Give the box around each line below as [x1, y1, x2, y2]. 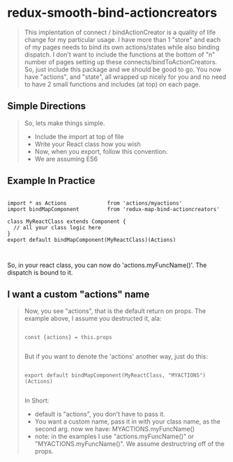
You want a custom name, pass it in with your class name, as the [34, 417, 221, 426]
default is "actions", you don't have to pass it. [34, 410, 165, 419]
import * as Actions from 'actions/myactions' [7, 199, 183, 207]
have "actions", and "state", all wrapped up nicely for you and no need [24, 72, 227, 81]
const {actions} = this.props [24, 334, 113, 341]
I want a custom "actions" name [7, 288, 150, 300]
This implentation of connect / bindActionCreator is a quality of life [24, 28, 216, 36]
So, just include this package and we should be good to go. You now [24, 65, 222, 73]
